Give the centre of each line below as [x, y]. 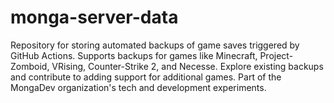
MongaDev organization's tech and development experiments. [138, 87]
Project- [276, 55]
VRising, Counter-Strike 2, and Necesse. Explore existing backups [187, 66]
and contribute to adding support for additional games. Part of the [146, 77]
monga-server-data [94, 17]
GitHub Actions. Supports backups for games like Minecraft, [134, 55]
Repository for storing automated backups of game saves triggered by [155, 45]
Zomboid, [30, 66]
